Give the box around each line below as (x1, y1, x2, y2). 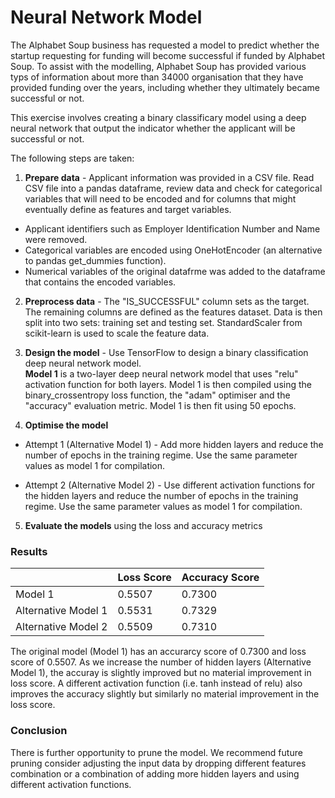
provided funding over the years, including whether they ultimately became (10, 81, 320, 93)
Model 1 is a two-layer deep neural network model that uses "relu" (24, 367, 299, 380)
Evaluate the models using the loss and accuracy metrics (24, 519, 263, 531)
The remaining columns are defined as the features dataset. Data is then (24, 306, 323, 318)
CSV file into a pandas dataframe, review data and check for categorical (24, 182, 323, 194)
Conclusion (10, 724, 68, 738)
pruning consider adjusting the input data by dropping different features (10, 757, 307, 769)
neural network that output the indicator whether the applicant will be (10, 122, 296, 134)
